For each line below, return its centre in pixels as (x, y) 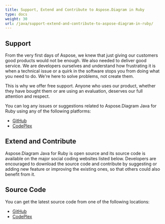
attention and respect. (28, 96)
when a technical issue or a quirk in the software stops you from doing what (82, 71)
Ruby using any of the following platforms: (48, 111)
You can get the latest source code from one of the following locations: (77, 202)
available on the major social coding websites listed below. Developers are (81, 158)
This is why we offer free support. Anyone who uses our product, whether (81, 86)
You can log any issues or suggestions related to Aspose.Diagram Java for (81, 106)
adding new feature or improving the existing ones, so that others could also (83, 169)
